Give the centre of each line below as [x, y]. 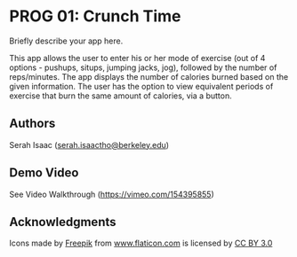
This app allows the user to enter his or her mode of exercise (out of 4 [137, 58]
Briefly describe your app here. [66, 41]
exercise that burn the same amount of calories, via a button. [121, 96]
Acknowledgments [63, 222]
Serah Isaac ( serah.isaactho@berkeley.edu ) [89, 144]
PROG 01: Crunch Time [95, 16]
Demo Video [44, 173]
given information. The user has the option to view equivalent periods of [141, 86]
